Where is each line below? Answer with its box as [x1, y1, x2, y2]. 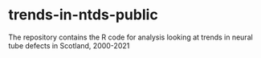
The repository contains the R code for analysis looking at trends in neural [8, 32, 253, 42]
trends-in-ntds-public [8, 6, 158, 24]
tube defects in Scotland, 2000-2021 [8, 40, 130, 50]
